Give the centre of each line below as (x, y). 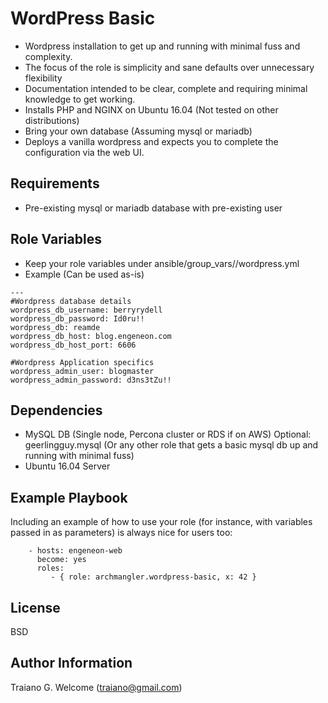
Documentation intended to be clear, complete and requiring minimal (166, 88)
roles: (50, 568)
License (35, 607)
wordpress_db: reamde (55, 327)
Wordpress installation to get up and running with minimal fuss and (162, 46)
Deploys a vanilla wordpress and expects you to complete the (151, 141)
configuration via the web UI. (84, 152)
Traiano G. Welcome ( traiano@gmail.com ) (96, 687)
